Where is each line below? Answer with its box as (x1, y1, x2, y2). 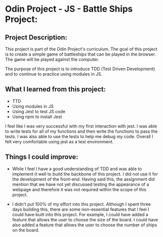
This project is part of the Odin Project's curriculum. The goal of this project (5, 46, 158, 52)
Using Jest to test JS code (12, 108, 66, 114)
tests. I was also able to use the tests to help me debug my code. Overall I (5, 133, 153, 139)
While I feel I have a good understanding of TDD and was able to (12, 166, 143, 172)
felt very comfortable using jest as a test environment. (5, 138, 114, 144)
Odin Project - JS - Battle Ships (5, 3, 133, 15)
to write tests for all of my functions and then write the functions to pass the (5, 128, 158, 134)
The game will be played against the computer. (5, 57, 99, 62)
